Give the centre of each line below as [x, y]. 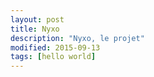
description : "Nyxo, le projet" [77, 38]
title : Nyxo [35, 29]
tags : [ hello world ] [53, 57]
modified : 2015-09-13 [55, 47]
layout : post [37, 19]
